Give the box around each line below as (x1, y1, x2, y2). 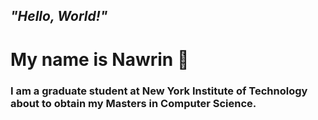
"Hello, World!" (10, 8, 108, 25)
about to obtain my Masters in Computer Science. (10, 96, 257, 110)
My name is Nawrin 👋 (10, 48, 190, 71)
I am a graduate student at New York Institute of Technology (10, 84, 308, 98)
